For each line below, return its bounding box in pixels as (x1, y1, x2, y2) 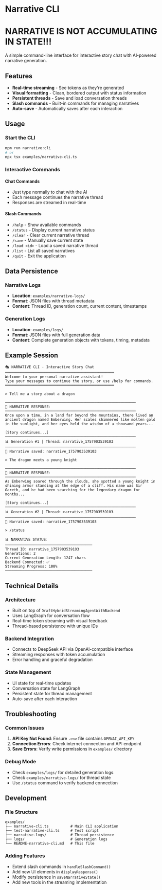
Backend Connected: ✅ (5, 560, 50, 565)
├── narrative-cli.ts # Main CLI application (5, 824, 119, 829)
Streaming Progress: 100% (5, 564, 57, 569)
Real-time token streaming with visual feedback (12, 618, 108, 624)
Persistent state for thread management (12, 690, 92, 696)
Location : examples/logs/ (12, 326, 64, 332)
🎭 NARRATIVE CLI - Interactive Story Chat (5, 365, 94, 370)
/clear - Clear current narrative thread (12, 232, 90, 238)
